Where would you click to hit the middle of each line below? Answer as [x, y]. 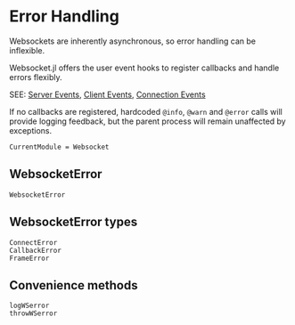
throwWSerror [33, 313]
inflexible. [27, 50]
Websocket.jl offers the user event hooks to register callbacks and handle [144, 68]
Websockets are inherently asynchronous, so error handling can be [133, 41]
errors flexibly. [36, 77]
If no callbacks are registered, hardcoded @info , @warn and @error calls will [146, 111]
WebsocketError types [74, 222]
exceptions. [30, 130]
